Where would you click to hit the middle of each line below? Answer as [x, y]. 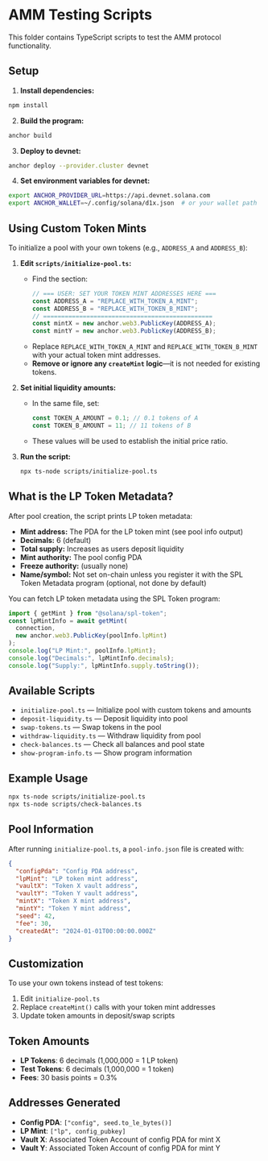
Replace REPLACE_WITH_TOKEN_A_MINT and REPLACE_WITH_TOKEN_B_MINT [145, 346]
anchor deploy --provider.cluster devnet [79, 166]
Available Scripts [52, 691]
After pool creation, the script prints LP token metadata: [101, 516]
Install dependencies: [57, 90]
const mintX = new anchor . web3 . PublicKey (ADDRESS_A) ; [124, 324]
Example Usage [48, 778]
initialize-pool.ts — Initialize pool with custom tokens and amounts [136, 710]
